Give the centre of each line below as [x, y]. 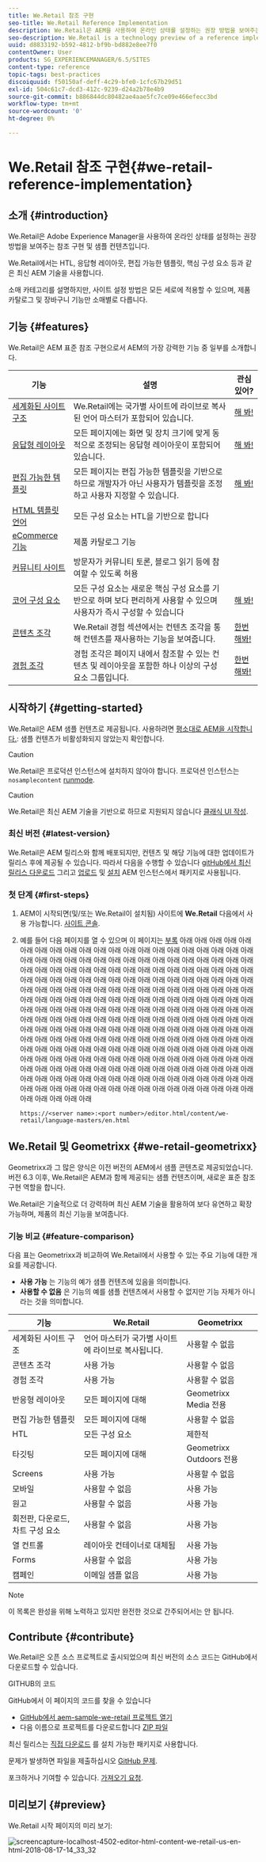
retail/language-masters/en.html [75, 1121]
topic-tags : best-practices [55, 74]
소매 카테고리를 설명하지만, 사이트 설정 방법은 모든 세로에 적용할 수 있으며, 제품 [129, 289]
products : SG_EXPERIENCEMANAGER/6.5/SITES [79, 60]
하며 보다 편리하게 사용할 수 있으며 [158, 600]
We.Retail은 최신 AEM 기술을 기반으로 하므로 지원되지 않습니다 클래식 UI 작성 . [128, 811]
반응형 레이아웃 [39, 1400]
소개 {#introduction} [59, 216]
